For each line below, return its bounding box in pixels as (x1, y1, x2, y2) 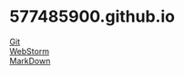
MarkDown (9, 55, 51, 66)
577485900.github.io (9, 6, 176, 27)
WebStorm (9, 45, 50, 56)
